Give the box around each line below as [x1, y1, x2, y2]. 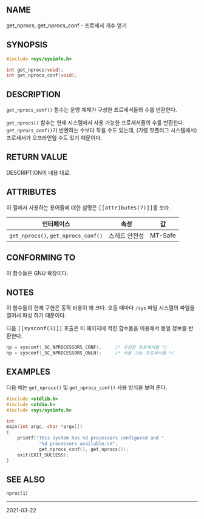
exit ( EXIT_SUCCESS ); [17, 452, 69, 458]
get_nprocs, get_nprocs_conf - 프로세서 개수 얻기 [6, 21, 127, 29]
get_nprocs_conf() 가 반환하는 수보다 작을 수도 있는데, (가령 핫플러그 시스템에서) [6, 127, 197, 134]
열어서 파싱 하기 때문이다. [6, 312, 67, 319]
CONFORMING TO [6, 253, 76, 263]
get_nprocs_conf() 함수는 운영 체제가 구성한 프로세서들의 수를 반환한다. [6, 106, 177, 114]
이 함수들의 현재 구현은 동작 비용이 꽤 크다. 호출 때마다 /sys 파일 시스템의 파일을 [6, 304, 195, 311]
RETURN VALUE [6, 152, 68, 163]
